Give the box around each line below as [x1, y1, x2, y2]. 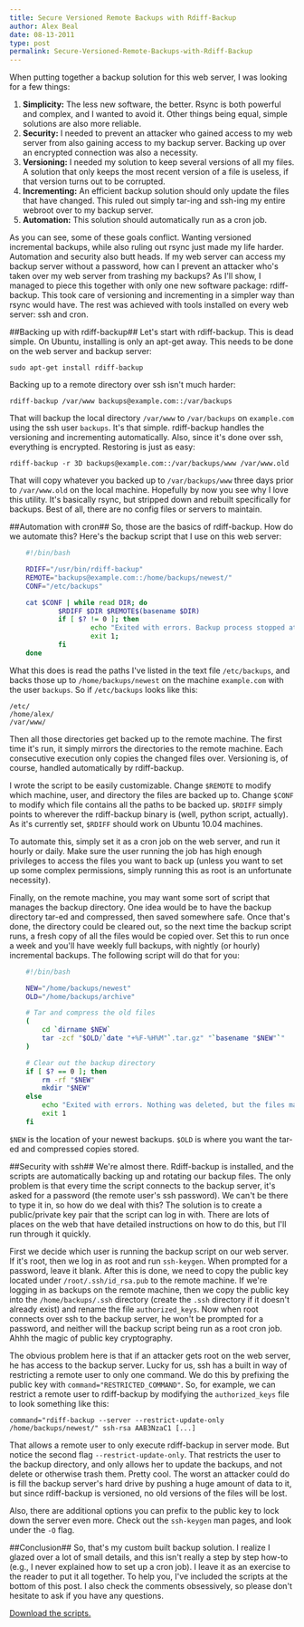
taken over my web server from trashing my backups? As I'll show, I [9, 271, 261, 282]
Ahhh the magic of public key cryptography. [9, 1333, 174, 1343]
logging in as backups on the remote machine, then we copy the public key [9, 1284, 290, 1295]
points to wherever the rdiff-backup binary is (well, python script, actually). [9, 808, 289, 820]
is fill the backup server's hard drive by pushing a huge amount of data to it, [9, 1478, 292, 1488]
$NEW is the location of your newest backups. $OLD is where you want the [9, 1133, 278, 1144]
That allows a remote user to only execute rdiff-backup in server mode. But [9, 1439, 290, 1450]
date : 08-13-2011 [9, 30, 75, 39]
